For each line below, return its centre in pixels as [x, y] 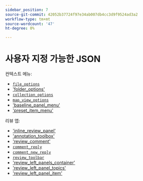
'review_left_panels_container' [44, 162]
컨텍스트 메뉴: [19, 74]
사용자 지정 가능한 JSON [53, 59]
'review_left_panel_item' [37, 173]
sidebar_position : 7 [27, 10]
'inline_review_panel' [34, 131]
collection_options [33, 95]
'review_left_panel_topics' [39, 168]
